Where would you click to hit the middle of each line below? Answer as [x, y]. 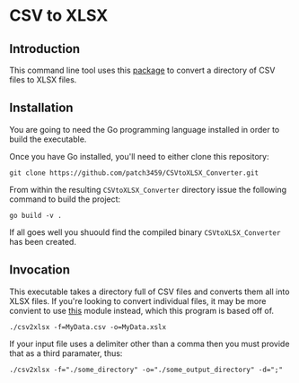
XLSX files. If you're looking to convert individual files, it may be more [138, 300]
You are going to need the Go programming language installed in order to [145, 129]
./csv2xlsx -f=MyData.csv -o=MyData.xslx [88, 327]
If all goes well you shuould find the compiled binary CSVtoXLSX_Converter [145, 232]
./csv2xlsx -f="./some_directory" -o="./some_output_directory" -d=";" [146, 370]
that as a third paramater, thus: [66, 353]
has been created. [43, 241]
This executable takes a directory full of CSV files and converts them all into [149, 292]
